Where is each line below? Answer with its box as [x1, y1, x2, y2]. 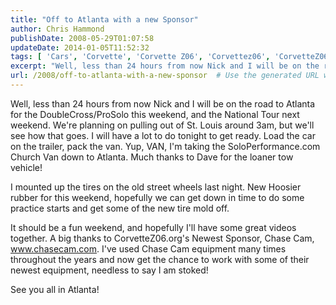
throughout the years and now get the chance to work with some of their [10, 253, 310, 265]
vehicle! [10, 161, 43, 173]
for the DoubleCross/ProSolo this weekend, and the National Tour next [10, 108, 300, 120]
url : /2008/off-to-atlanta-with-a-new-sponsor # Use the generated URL [10, 71, 320, 81]
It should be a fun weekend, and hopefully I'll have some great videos [10, 221, 297, 233]
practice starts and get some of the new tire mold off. [10, 202, 230, 214]
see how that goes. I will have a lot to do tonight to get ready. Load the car [10, 129, 316, 141]
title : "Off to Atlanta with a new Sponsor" [10, 14, 199, 25]
